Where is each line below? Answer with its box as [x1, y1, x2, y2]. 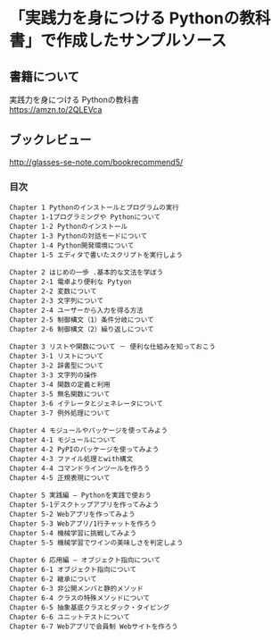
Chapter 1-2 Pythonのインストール [9, 223, 128, 232]
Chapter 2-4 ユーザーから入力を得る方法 [9, 306, 144, 316]
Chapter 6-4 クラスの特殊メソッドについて [9, 594, 150, 603]
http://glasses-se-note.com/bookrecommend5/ [9, 156, 184, 167]
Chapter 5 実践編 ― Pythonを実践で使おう [9, 491, 152, 501]
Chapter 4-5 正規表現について [9, 474, 111, 483]
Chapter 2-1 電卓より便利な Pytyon [9, 278, 132, 287]
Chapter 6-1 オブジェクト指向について [9, 565, 137, 575]
